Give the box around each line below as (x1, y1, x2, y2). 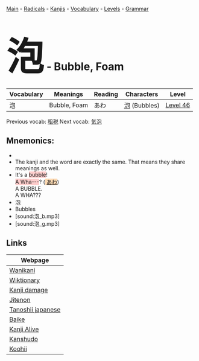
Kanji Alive (9, 325, 39, 333)
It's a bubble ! (14, 171, 48, 178)
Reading (93, 90, 119, 98)
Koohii (9, 344, 27, 353)
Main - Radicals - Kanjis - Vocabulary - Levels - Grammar (6, 5, 149, 12)
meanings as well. (14, 164, 60, 171)
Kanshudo (9, 334, 38, 343)
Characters (125, 90, 159, 98)
